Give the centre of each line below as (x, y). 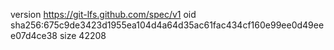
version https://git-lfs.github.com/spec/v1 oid (103, 14)
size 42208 (83, 35)
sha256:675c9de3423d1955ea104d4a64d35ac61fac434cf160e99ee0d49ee (167, 25)
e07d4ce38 (34, 35)
